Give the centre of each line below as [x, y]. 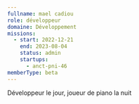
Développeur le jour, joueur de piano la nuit [69, 93]
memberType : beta [33, 72]
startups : [34, 60]
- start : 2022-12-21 [44, 40]
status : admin [40, 53]
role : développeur [34, 20]
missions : [22, 33]
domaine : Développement [42, 27]
